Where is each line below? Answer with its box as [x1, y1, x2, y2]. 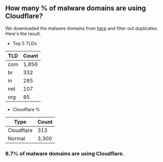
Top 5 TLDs [12, 40, 37, 46]
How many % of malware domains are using [5, 4, 146, 13]
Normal [8, 135, 25, 142]
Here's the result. [5, 30, 41, 37]
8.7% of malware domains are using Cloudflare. [5, 150, 125, 157]
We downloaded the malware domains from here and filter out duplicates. [5, 25, 158, 31]
